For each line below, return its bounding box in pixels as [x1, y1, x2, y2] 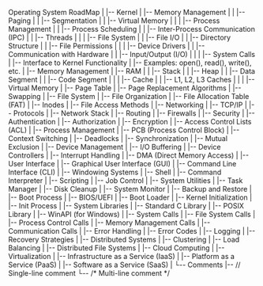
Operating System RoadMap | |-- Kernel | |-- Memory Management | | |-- [8, 8, 246, 17]
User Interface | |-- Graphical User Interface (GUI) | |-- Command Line [8, 159, 237, 168]
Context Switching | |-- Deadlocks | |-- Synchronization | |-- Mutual [8, 134, 227, 143]
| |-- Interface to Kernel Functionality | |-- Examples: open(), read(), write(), [8, 58, 252, 67]
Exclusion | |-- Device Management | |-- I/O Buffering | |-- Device [8, 143, 221, 151]
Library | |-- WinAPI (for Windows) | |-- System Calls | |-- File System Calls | [8, 210, 256, 219]
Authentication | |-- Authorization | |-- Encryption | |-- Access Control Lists [8, 117, 252, 126]
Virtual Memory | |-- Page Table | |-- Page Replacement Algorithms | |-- [8, 83, 242, 93]
